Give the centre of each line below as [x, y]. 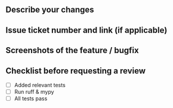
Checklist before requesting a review [76, 71]
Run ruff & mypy [34, 92]
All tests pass [31, 98]
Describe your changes [50, 10]
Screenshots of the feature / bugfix [72, 50]
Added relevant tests [40, 85]
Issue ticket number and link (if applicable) [86, 30]
